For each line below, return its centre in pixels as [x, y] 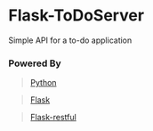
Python [43, 83]
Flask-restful [53, 118]
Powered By [35, 63]
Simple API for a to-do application [70, 40]
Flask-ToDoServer [76, 16]
